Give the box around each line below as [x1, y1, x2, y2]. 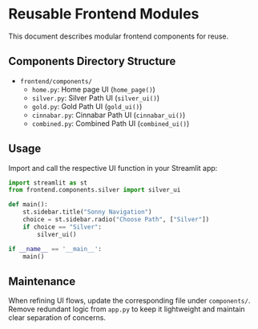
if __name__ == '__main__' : [8, 245, 103, 253]
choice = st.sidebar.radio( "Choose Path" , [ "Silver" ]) [22, 216, 210, 224]
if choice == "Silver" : [22, 222, 103, 231]
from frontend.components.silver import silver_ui [8, 186, 181, 194]
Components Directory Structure [8, 55, 176, 68]
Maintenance [8, 274, 76, 288]
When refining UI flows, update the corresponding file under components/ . [8, 296, 251, 306]
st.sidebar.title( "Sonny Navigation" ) [22, 208, 152, 217]
